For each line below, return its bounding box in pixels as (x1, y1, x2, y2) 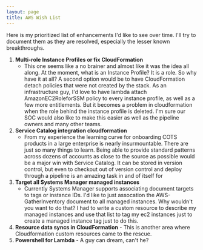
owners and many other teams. (24, 120, 102, 127)
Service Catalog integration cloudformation (15, 127, 127, 134)
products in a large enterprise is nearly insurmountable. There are (24, 140, 189, 147)
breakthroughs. (6, 44, 45, 52)
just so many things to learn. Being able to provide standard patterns (24, 146, 196, 154)
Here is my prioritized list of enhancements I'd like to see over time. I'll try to (6, 31, 196, 38)
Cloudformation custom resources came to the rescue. (15, 230, 152, 237)
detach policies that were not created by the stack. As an (24, 81, 167, 89)
